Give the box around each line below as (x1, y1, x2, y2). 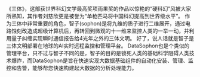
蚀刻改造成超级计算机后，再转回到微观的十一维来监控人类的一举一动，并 (11, 27, 189, 34)
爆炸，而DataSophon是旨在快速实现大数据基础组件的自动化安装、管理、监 (11, 57, 194, 64)
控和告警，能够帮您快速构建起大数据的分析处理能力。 (6, 65, 137, 71)
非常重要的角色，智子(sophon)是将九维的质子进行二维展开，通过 (26, 20, 186, 27)
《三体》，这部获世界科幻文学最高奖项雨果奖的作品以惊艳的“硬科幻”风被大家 (6, 5, 192, 12)
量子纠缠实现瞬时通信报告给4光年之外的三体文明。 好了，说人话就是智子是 (11, 35, 194, 41)
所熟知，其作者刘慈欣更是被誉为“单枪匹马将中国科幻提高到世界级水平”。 (6, 12, 184, 20)
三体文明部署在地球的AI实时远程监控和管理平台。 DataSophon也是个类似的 (6, 42, 190, 49)
